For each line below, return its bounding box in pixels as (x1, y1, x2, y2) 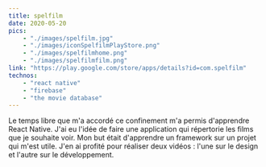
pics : (8, 26, 27, 35)
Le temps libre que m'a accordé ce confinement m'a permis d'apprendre (8, 116, 250, 125)
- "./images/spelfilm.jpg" (23, 34, 114, 43)
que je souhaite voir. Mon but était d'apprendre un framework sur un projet (8, 133, 256, 143)
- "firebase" (23, 86, 67, 95)
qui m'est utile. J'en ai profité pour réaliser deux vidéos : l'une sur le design (8, 141, 259, 151)
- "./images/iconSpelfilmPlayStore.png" (23, 42, 160, 50)
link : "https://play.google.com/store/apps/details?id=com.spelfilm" (8, 64, 247, 72)
